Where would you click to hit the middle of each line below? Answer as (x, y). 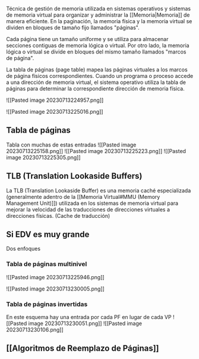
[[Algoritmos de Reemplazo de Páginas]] (83, 349)
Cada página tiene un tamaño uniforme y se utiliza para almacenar (87, 39)
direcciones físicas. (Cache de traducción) (58, 216)
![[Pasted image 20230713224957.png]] (55, 100)
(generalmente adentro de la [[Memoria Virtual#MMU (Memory (83, 196)
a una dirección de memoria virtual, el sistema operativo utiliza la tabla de (96, 82)
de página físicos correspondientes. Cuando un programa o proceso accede (100, 76)
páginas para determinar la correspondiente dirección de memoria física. (96, 88)
